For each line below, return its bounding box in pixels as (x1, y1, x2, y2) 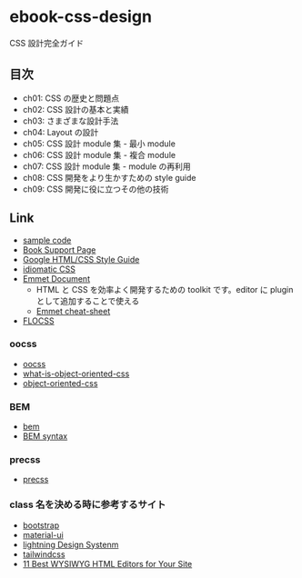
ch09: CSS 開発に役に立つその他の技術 (22, 184, 169, 194)
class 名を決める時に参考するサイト (9, 498, 166, 511)
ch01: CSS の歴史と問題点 (22, 93, 120, 104)
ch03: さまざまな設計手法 (22, 115, 119, 126)
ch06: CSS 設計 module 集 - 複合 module (22, 149, 176, 160)
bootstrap (22, 520, 60, 531)
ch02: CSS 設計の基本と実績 (22, 104, 129, 115)
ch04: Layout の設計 (22, 126, 99, 137)
